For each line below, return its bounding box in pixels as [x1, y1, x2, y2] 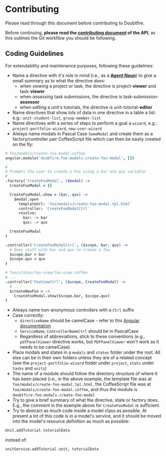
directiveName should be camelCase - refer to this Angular [19, 318, 140, 324]
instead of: [5, 437, 27, 443]
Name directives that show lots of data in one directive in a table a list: [12, 109, 156, 115]
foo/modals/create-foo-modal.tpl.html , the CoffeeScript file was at [12, 381, 151, 387]
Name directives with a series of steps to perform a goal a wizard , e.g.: [12, 120, 158, 126]
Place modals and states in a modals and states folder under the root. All [12, 349, 161, 355]
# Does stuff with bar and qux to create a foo [9, 247, 110, 252]
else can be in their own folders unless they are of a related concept [12, 355, 152, 361]
